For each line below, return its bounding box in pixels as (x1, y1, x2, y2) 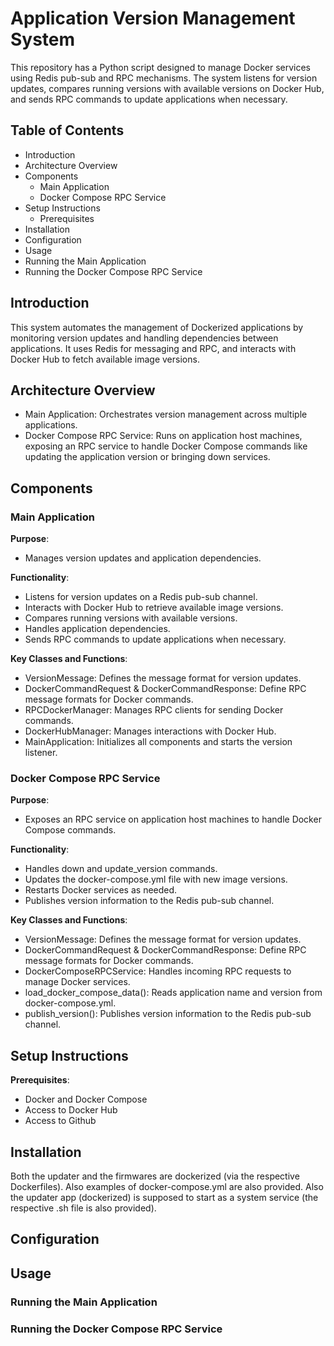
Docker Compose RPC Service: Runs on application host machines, (24, 430, 303, 442)
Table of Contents (10, 122, 125, 139)
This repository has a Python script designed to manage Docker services (10, 61, 311, 73)
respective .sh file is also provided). (10, 1202, 157, 1214)
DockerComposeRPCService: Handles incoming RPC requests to (24, 965, 292, 977)
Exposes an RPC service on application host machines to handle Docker (24, 813, 322, 826)
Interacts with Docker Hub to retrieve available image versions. (24, 602, 284, 614)
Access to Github (24, 1115, 97, 1127)
